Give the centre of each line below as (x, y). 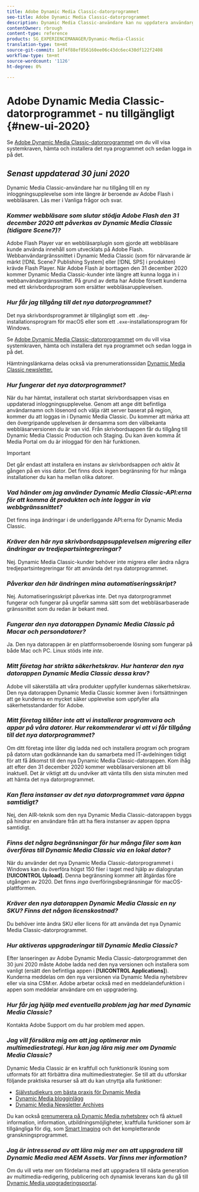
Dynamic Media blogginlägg (49, 1098)
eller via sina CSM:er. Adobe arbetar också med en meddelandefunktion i (96, 983)
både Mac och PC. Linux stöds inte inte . (55, 651)
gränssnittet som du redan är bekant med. (58, 608)
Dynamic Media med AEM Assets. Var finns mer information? (97, 1157)
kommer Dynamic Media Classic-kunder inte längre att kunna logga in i (93, 275)
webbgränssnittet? (35, 507)
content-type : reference (37, 34)
